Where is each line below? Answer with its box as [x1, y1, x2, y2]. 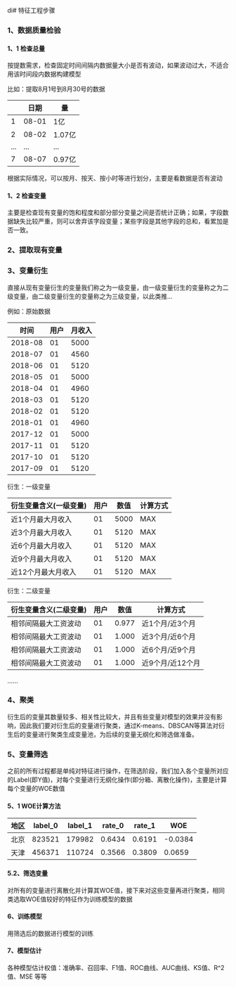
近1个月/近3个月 [141, 618, 196, 628]
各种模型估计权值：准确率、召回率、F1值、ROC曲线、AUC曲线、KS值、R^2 [7, 963, 225, 972]
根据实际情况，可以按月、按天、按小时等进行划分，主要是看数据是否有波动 [7, 174, 223, 183]
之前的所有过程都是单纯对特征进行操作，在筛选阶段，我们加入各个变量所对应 [7, 767, 229, 775]
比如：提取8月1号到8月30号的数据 [7, 85, 105, 93]
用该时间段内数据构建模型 [7, 70, 81, 79]
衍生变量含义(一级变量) [11, 501, 87, 510]
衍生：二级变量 [7, 586, 51, 595]
